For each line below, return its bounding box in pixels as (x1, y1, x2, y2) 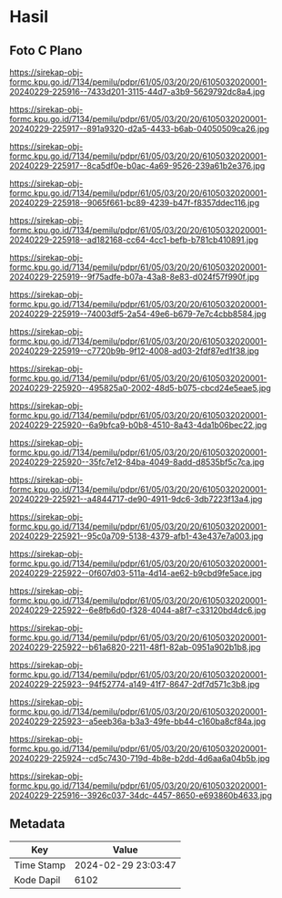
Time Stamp (14, 859, 66, 872)
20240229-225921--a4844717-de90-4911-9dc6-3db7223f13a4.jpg (9, 494, 263, 504)
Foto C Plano (9, 43, 83, 58)
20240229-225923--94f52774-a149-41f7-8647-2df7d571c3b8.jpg (9, 679, 260, 689)
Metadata (9, 816, 65, 831)
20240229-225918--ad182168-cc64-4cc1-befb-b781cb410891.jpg (9, 234, 259, 245)
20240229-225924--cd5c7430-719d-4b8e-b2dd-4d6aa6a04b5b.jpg (9, 753, 270, 763)
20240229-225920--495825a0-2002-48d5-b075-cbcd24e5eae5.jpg (9, 383, 271, 393)
